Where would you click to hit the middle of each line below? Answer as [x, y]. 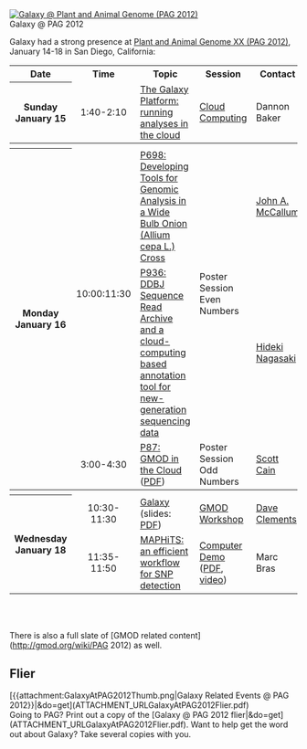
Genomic [159, 189]
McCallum [277, 212]
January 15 [41, 118]
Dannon [272, 106]
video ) [213, 579]
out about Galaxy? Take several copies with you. [101, 734]
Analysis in [164, 200]
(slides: [156, 513]
